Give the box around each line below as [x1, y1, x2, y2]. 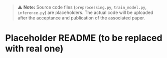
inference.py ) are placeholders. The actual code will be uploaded [17, 9, 153, 15]
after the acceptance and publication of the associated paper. [17, 15, 145, 20]
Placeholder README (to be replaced [5, 32, 162, 44]
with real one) [5, 43, 64, 54]
